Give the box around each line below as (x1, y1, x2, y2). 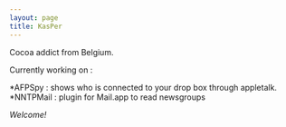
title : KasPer (9, 22, 63, 31)
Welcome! (9, 109, 47, 120)
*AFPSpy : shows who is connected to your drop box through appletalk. (9, 82, 278, 93)
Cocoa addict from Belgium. (9, 46, 114, 57)
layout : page (9, 13, 59, 23)
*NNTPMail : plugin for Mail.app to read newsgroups (9, 92, 206, 103)
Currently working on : (9, 64, 93, 75)
